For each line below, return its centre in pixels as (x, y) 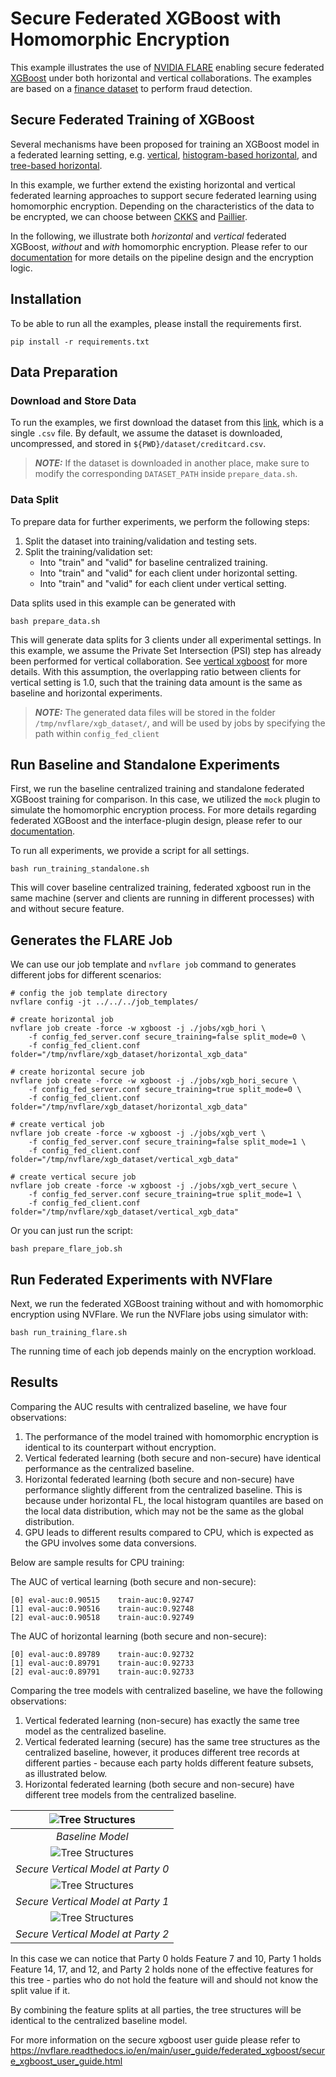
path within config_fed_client (97, 733)
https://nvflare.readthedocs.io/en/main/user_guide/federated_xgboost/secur (168, 2050)
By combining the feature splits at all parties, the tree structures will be (156, 2009)
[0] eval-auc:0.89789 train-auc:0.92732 (102, 1654)
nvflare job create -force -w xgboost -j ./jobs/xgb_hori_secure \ (154, 1081)
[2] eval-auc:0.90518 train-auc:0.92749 (102, 1617)
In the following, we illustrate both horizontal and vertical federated (148, 236)
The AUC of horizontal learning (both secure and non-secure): (138, 1636)
